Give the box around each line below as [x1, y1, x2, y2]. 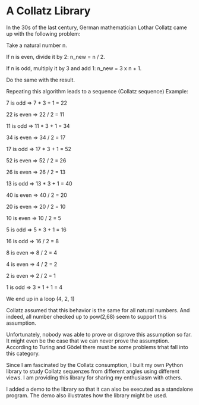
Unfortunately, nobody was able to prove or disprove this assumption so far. [6, 331, 192, 338]
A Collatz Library [6, 4, 91, 18]
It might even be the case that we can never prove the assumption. [6, 337, 170, 344]
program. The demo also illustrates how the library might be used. [6, 391, 168, 399]
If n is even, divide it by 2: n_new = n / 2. [6, 53, 105, 60]
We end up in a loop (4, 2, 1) [6, 295, 75, 302]
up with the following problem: [6, 30, 81, 37]
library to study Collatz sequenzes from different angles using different [6, 368, 179, 375]
